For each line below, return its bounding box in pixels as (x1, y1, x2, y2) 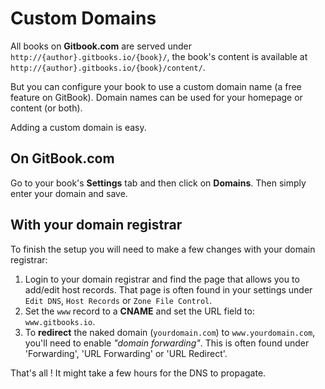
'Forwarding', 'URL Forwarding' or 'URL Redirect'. (24, 347, 228, 359)
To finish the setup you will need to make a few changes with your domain (10, 243, 316, 255)
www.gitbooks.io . (24, 315, 96, 327)
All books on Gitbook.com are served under (10, 40, 193, 52)
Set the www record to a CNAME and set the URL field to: (24, 305, 255, 317)
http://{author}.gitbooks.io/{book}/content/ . (10, 61, 206, 73)
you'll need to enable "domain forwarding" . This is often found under (24, 337, 310, 349)
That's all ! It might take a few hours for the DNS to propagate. (10, 367, 267, 379)
